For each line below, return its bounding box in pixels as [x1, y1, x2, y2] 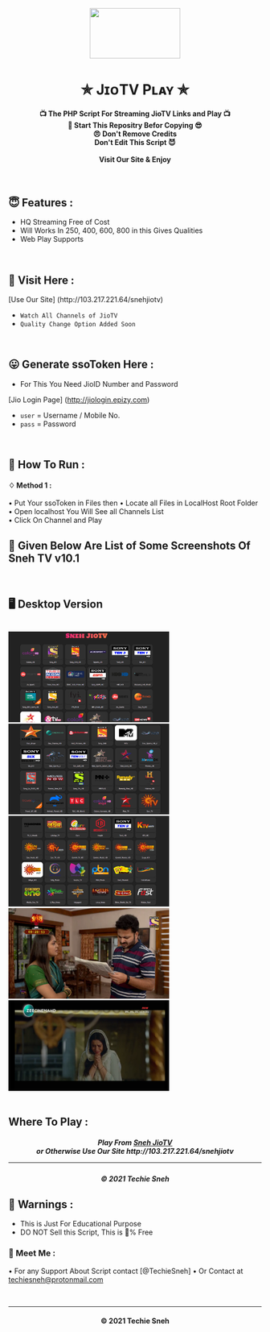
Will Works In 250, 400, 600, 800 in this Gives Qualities [19, 226, 203, 235]
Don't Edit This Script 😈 [94, 137, 176, 147]
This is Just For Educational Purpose [19, 1219, 142, 1229]
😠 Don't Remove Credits [92, 129, 178, 139]
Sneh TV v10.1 [8, 551, 80, 565]
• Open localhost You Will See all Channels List [8, 507, 165, 517]
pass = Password [19, 419, 76, 429]
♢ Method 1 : [8, 480, 52, 490]
